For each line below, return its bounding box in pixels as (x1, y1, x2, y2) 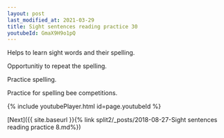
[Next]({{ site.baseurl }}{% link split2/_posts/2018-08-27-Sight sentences (7, 116, 218, 124)
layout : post (7, 10, 45, 17)
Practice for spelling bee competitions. (7, 89, 118, 97)
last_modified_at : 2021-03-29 (7, 17, 95, 24)
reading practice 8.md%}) (7, 123, 81, 132)
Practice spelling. (7, 76, 57, 84)
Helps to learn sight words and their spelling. (7, 49, 135, 57)
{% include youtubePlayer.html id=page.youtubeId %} (7, 102, 162, 111)
